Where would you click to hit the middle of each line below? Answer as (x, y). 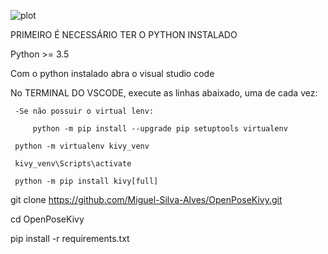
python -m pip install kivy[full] (86, 181)
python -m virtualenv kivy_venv (82, 146)
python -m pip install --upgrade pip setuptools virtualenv (160, 129)
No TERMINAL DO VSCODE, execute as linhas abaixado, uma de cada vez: (164, 93)
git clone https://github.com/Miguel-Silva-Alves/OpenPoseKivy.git (146, 199)
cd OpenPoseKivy (47, 219)
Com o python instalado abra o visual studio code (112, 73)
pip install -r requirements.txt (70, 238)
